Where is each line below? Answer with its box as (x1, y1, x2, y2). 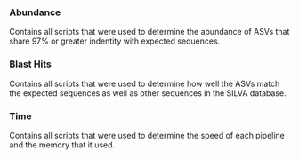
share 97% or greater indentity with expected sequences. (9, 36, 221, 46)
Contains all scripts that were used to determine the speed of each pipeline (9, 130, 285, 140)
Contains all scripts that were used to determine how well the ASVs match (9, 78, 280, 89)
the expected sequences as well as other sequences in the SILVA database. (9, 87, 287, 99)
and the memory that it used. (9, 139, 116, 150)
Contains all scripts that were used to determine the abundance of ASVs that (9, 27, 290, 37)
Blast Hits (9, 58, 52, 70)
